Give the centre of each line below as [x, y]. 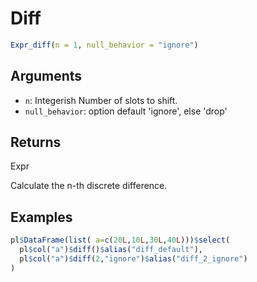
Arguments [46, 76]
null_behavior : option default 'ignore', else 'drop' [126, 111]
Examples [41, 217]
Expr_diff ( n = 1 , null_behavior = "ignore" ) [104, 45]
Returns [36, 142]
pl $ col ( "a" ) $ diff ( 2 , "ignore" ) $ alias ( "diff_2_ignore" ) [133, 259]
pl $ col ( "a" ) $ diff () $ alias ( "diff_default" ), [111, 250]
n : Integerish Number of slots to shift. [101, 100]
